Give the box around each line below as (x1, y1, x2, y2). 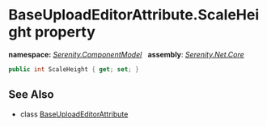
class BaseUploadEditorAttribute (19, 109, 129, 119)
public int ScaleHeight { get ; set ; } (8, 65, 139, 74)
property (35, 23, 95, 41)
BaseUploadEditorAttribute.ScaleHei (8, 6, 260, 24)
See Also (8, 87, 54, 102)
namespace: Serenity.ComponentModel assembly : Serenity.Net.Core (8, 49, 244, 59)
